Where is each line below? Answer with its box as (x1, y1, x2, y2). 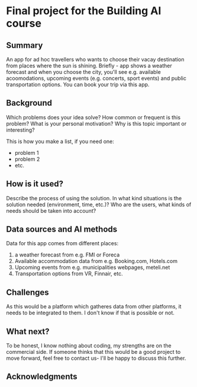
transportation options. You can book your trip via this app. (6, 81, 150, 88)
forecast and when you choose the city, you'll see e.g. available (6, 69, 161, 75)
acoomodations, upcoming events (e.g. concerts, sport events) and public (6, 75, 186, 82)
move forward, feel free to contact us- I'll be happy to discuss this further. (6, 355, 186, 362)
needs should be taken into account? (6, 207, 96, 214)
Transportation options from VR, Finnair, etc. (14, 270, 123, 277)
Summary (6, 40, 43, 50)
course (6, 17, 41, 30)
